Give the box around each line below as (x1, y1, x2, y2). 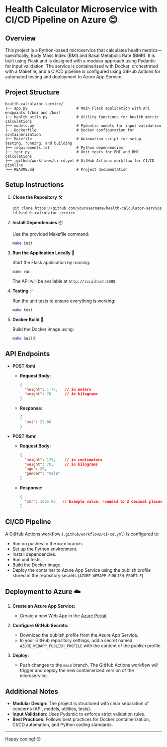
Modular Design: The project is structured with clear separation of (12, 701, 149, 707)
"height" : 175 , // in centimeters (24, 457, 103, 462)
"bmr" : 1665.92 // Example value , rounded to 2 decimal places (24, 499, 163, 504)
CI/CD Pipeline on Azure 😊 (5, 14, 118, 25)
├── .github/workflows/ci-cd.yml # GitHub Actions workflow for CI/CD (5, 158, 155, 163)
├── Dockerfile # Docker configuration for (5, 127, 135, 133)
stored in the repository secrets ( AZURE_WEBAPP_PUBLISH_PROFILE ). (12, 572, 145, 578)
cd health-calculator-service (12, 210, 76, 215)
